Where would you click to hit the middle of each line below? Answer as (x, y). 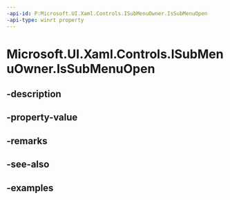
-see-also (28, 164)
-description (34, 94)
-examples (30, 188)
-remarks (27, 141)
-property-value (42, 118)
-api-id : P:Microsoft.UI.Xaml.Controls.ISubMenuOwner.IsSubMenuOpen (107, 13)
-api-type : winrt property (45, 20)
